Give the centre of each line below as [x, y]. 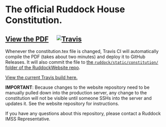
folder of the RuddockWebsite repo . [43, 68]
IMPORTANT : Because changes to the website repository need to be [77, 87]
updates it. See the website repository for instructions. [62, 104]
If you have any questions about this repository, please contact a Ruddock [83, 113]
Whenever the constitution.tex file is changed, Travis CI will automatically [82, 51]
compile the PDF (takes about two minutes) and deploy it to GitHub [75, 57]
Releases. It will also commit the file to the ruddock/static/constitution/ [82, 62]
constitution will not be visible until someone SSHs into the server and [78, 98]
